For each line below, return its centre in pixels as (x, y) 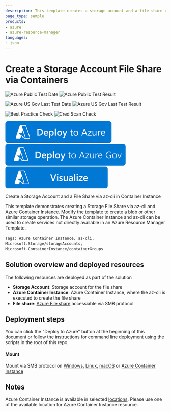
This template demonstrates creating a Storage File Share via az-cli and (80, 206)
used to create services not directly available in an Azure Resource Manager (85, 222)
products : (16, 21)
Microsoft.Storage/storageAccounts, (44, 244)
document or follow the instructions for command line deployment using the (85, 337)
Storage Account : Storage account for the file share (67, 287)
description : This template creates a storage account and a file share (84, 11)
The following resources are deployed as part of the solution (69, 277)
